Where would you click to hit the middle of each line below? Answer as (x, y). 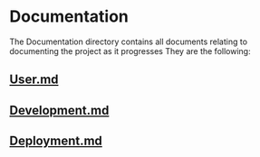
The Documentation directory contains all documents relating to (128, 42)
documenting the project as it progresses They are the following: (130, 51)
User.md (34, 80)
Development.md (59, 110)
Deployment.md (56, 141)
